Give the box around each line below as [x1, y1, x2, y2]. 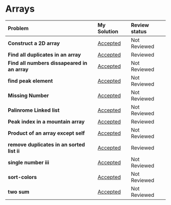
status [130, 28, 147, 35]
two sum [8, 188, 30, 195]
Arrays [5, 3, 35, 15]
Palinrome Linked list [8, 107, 60, 114]
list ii [8, 147, 20, 155]
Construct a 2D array [8, 39, 60, 46]
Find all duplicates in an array [8, 51, 81, 58]
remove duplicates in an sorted [8, 141, 85, 148]
